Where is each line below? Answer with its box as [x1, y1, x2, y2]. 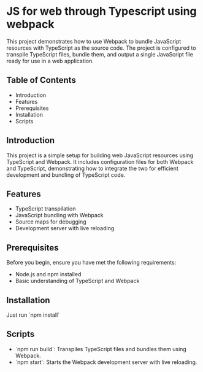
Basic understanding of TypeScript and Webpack [15, 277, 140, 285]
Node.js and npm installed [15, 271, 82, 278]
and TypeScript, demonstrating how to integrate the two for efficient [6, 165, 179, 172]
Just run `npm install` [6, 311, 60, 319]
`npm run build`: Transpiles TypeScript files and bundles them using [15, 345, 187, 352]
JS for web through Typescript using [6, 4, 197, 18]
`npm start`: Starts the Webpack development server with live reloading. [15, 358, 197, 366]
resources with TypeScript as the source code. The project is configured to [6, 44, 196, 52]
